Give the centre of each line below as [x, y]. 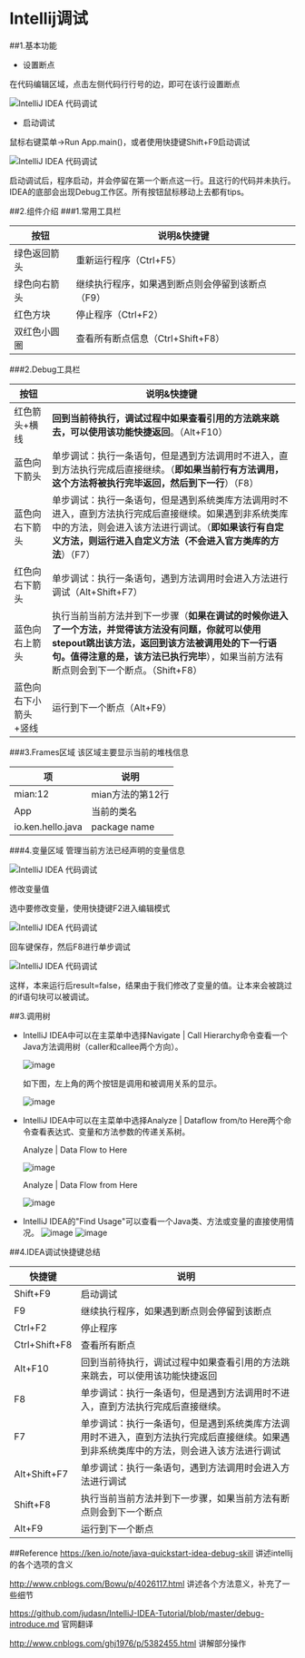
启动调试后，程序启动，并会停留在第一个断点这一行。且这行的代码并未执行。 [152, 180]
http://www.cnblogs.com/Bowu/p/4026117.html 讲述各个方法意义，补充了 [146, 1584]
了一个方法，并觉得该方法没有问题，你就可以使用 [156, 629]
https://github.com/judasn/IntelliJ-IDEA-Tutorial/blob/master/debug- [137, 1613]
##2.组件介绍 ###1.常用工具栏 [65, 211]
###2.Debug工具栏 [45, 369]
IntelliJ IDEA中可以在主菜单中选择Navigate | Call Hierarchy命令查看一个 [155, 1035]
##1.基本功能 [33, 45]
